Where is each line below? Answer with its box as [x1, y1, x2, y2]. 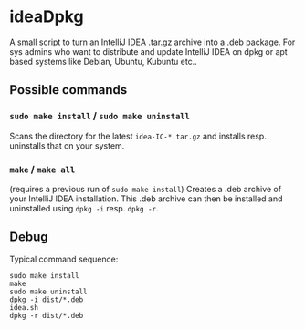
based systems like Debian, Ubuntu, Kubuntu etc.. [9, 56, 198, 67]
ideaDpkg [9, 6, 84, 27]
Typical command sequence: [9, 253, 119, 264]
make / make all [9, 162, 76, 175]
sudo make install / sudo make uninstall [9, 109, 190, 122]
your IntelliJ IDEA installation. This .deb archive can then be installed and [9, 193, 283, 204]
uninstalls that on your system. [9, 139, 125, 151]
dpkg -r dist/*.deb [9, 311, 84, 320]
